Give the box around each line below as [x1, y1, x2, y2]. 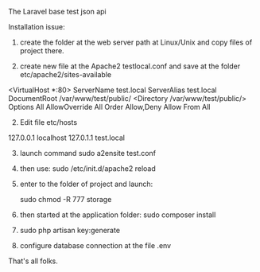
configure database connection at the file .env [19, 241, 172, 250]
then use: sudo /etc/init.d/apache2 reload [19, 164, 157, 173]
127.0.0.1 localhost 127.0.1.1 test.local [8, 133, 126, 142]
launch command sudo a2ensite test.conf [19, 149, 157, 157]
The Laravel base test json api [8, 7, 107, 16]
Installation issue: [8, 22, 65, 31]
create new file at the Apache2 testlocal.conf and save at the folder [19, 61, 241, 71]
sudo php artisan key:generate [19, 226, 121, 235]
